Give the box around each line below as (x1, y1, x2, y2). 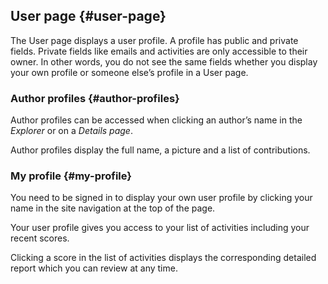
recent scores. (10, 232, 70, 244)
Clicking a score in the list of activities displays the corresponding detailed (10, 252, 317, 264)
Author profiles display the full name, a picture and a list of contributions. (10, 144, 311, 156)
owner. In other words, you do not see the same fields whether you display (10, 55, 318, 68)
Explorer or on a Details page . (10, 125, 133, 137)
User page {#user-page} (10, 8, 167, 25)
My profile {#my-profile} (10, 169, 132, 183)
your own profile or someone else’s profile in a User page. (10, 66, 249, 78)
